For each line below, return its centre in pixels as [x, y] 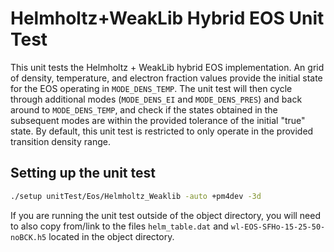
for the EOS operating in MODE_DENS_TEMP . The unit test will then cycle [151, 88]
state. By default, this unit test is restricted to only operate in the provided [162, 131]
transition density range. [60, 141]
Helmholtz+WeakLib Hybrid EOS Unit [167, 18]
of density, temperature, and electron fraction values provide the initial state [166, 78]
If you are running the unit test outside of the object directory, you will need [166, 215]
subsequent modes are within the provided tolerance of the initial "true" [158, 120]
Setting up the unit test [83, 173]
